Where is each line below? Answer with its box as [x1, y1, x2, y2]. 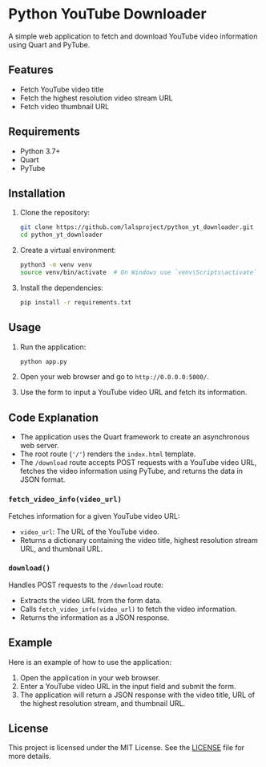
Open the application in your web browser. [19, 672, 160, 683]
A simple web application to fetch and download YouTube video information [8, 31, 258, 41]
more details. [8, 752, 52, 761]
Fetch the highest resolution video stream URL [19, 93, 174, 103]
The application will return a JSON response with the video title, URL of [19, 690, 256, 700]
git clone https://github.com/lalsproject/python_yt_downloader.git [19, 223, 254, 231]
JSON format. [19, 475, 66, 484]
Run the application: [19, 342, 87, 352]
